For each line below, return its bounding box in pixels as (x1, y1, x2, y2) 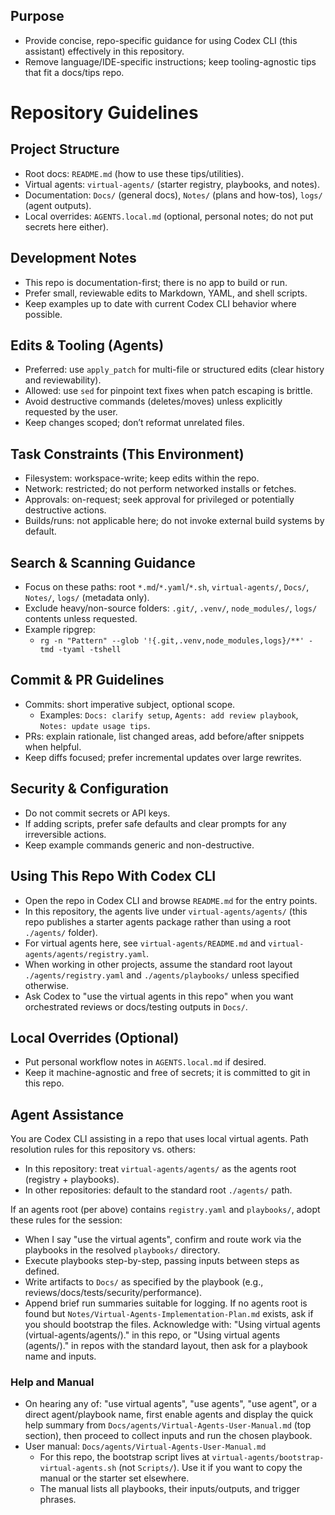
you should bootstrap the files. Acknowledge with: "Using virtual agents (24, 1319, 321, 1331)
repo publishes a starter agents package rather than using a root (24, 915, 292, 928)
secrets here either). (24, 220, 109, 233)
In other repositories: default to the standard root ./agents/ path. (24, 1184, 293, 1196)
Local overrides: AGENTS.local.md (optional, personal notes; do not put (24, 210, 314, 222)
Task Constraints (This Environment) (10, 445, 245, 463)
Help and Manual (10, 1375, 95, 1389)
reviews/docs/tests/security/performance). (24, 1287, 203, 1299)
